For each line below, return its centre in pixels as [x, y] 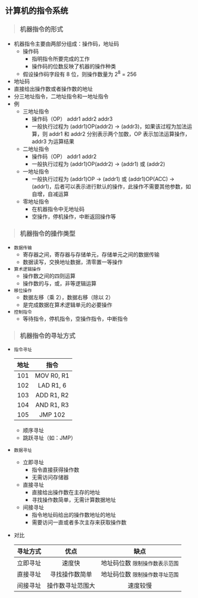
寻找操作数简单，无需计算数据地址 [74, 499]
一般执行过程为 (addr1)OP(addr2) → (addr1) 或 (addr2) [98, 164]
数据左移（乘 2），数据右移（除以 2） [68, 297]
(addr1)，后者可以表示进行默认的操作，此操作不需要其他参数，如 [111, 187]
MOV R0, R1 [52, 376]
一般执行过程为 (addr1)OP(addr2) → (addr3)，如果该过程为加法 [109, 127]
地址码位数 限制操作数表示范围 [139, 563]
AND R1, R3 [52, 404]
